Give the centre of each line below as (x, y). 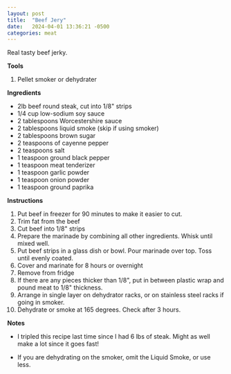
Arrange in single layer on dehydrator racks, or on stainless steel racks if (120, 295)
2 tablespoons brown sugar (56, 136)
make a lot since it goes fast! (58, 344)
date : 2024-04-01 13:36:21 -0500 (58, 26)
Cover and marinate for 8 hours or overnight (80, 266)
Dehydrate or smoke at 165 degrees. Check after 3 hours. (99, 310)
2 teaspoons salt (41, 150)
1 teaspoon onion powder (53, 180)
